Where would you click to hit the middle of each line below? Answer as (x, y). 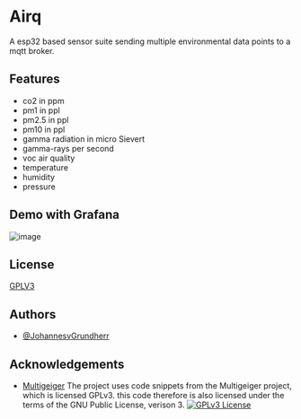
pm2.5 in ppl (45, 119)
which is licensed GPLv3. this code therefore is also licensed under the (153, 395)
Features (35, 79)
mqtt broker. (32, 50)
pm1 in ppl (41, 110)
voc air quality (49, 158)
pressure (39, 187)
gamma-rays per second (68, 148)
